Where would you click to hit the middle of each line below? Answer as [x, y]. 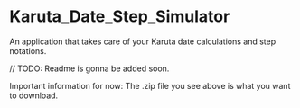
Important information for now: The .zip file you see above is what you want [150, 85]
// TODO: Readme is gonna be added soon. [89, 68]
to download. [34, 95]
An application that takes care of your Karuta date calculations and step [143, 41]
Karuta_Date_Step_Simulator [120, 17]
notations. [28, 50]
